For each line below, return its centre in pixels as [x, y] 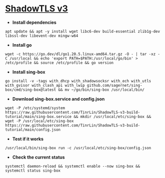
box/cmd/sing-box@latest [31, 90]
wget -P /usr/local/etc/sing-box [40, 121]
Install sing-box [29, 72]
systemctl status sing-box [33, 171]
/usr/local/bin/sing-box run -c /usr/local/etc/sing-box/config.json [78, 148]
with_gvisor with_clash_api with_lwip [45, 85]
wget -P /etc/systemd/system [35, 108]
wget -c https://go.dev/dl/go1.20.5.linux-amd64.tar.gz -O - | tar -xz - [83, 54]
